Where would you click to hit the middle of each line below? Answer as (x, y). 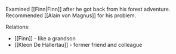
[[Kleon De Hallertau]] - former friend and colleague (78, 45)
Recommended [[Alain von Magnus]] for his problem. (71, 15)
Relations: (18, 27)
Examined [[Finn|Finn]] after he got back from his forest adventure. (88, 9)
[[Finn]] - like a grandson (45, 38)
